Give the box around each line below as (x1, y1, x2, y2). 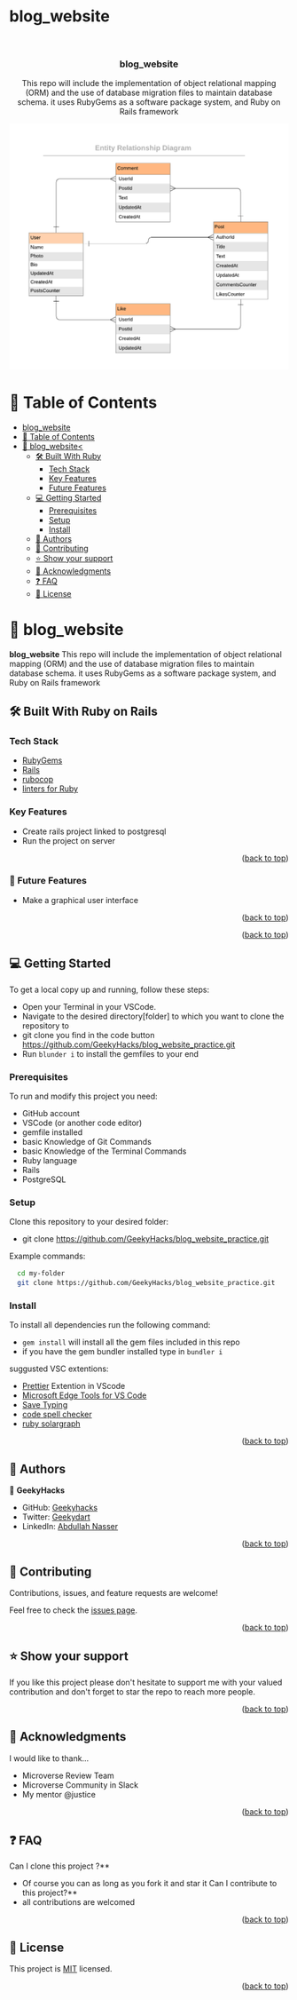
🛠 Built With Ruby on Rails (9, 703, 158, 718)
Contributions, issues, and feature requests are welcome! (9, 1587, 219, 1598)
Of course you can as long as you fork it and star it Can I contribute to (21, 1878, 277, 1889)
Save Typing (21, 1400, 68, 1410)
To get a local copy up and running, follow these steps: (9, 984, 210, 995)
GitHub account (21, 1107, 80, 1118)
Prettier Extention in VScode (21, 1381, 126, 1392)
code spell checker (21, 1409, 92, 1420)
